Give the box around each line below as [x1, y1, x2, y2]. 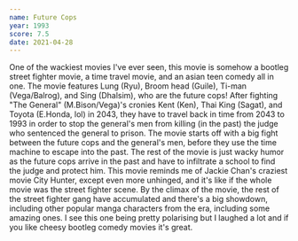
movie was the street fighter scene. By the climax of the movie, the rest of [9, 184, 279, 195]
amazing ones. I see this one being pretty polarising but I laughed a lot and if [9, 213, 289, 223]
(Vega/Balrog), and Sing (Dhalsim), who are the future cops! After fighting [9, 90, 278, 101]
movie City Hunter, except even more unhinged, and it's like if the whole [9, 175, 272, 186]
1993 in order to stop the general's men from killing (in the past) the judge [9, 119, 279, 129]
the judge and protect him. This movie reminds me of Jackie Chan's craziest [9, 166, 288, 176]
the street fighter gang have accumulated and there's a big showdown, [9, 194, 268, 205]
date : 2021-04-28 [9, 37, 74, 47]
